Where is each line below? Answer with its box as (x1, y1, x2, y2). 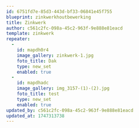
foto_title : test (17, 91, 60, 97)
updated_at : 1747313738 (6, 113, 65, 119)
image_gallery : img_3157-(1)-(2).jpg (17, 86, 110, 91)
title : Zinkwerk (6, 19, 46, 25)
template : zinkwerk (6, 31, 54, 37)
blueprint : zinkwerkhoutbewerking (6, 14, 92, 20)
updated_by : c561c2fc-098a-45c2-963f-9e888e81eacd (6, 107, 134, 113)
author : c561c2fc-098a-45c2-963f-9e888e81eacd (6, 25, 123, 31)
